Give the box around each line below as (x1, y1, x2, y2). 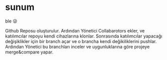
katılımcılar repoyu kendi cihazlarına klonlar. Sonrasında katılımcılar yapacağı (5, 33, 163, 39)
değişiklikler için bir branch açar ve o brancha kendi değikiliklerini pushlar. (5, 38, 157, 44)
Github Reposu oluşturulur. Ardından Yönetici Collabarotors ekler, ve (5, 27, 145, 33)
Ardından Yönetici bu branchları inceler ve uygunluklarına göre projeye (5, 43, 150, 49)
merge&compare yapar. (5, 49, 54, 55)
